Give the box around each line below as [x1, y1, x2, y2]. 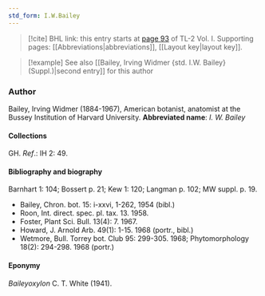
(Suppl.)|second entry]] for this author [27, 65, 154, 76]
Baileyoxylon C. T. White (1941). [8, 278, 113, 288]
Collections [8, 131, 48, 140]
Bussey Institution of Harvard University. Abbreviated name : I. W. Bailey [8, 112, 246, 122]
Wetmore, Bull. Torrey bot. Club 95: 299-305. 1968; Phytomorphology [19, 234, 250, 243]
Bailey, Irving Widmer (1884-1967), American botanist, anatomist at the [8, 104, 241, 113]
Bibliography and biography [8, 167, 102, 176]
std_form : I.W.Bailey [8, 11, 81, 20]
